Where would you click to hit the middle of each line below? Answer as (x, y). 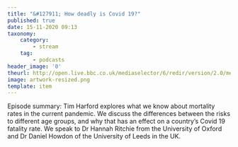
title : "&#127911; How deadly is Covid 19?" (74, 14)
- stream (46, 47)
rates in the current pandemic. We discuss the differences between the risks (119, 114)
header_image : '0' (34, 66)
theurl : (19, 73)
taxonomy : (22, 34)
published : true (31, 20)
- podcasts (49, 60)
